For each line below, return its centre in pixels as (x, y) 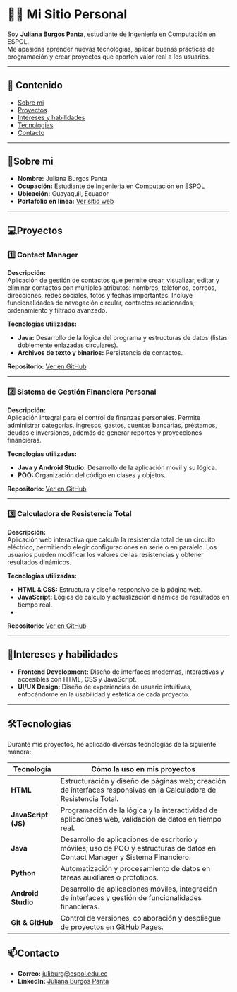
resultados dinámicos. (39, 562)
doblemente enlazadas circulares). (68, 345)
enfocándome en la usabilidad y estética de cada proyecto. (104, 694)
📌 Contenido (35, 85)
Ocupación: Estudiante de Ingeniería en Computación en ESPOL (111, 186)
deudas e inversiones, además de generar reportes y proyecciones (105, 432)
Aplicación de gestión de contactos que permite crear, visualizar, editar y (114, 280)
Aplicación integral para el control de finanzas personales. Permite (104, 417)
